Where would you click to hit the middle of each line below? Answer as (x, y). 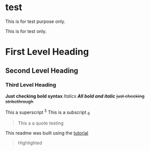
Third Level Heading (31, 85)
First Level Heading (47, 52)
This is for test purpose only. (35, 21)
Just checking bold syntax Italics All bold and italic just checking (75, 96)
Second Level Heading (42, 70)
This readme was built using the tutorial (47, 133)
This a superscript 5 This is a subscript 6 (48, 112)
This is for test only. (26, 31)
